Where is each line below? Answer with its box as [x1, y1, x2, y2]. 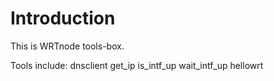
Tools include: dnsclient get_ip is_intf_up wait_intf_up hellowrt [10, 59, 264, 71]
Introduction [10, 7, 116, 30]
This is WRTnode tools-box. [10, 40, 125, 52]
